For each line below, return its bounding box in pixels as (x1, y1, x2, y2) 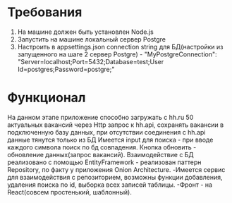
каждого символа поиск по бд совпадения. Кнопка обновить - (7, 142, 197, 152)
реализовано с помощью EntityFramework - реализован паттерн (7, 158, 202, 166)
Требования (7, 4, 83, 20)
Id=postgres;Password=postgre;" (17, 65, 115, 73)
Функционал (7, 90, 86, 106)
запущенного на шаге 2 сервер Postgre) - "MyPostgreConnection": (17, 50, 217, 59)
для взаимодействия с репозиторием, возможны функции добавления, (7, 173, 224, 181)
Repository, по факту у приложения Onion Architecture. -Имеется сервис (7, 165, 226, 173)
